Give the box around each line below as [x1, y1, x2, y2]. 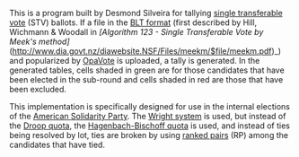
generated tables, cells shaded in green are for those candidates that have [9, 65, 285, 75]
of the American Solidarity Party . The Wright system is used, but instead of [9, 111, 286, 121]
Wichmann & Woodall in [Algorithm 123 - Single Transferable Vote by [9, 27, 264, 37]
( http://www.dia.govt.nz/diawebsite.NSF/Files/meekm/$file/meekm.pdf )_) [9, 46, 281, 57]
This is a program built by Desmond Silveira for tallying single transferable [9, 8, 283, 18]
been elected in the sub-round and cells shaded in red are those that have [9, 74, 284, 84]
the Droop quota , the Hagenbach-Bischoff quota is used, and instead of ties [9, 120, 290, 131]
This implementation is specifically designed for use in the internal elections [9, 101, 290, 111]
